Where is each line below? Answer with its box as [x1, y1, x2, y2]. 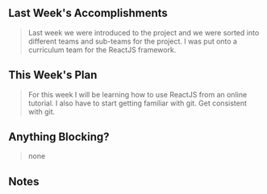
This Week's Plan [8, 68, 98, 82]
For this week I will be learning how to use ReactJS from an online [27, 89, 248, 99]
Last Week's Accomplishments [8, 6, 168, 20]
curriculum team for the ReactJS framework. [27, 44, 177, 55]
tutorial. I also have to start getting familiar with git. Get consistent [27, 98, 248, 108]
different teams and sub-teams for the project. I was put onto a [27, 36, 238, 46]
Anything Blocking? [8, 130, 111, 144]
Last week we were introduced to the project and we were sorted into [27, 27, 260, 37]
